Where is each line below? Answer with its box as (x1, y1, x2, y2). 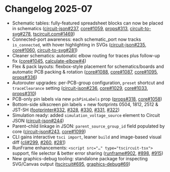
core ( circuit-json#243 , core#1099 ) (12, 128, 86, 134)
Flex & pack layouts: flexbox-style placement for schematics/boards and (12, 63, 164, 69)
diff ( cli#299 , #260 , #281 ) (12, 139, 66, 145)
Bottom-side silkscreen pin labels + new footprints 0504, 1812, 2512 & (12, 101, 159, 107)
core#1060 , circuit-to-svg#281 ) (12, 47, 78, 53)
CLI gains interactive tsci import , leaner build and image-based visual (12, 134, 161, 140)
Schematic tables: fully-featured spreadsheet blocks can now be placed (12, 20, 163, 26)
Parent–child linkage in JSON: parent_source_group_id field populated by (12, 123, 165, 129)
